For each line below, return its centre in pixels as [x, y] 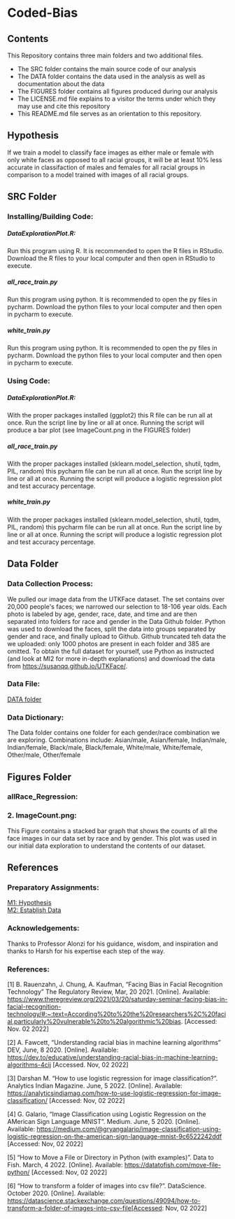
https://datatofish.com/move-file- [173, 1165]
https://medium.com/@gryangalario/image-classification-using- [129, 1129]
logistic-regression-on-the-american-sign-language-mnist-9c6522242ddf [115, 1136]
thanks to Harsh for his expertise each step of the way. [86, 951]
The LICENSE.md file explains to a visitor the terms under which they [116, 99]
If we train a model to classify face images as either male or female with [111, 152]
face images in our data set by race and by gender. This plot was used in [112, 838]
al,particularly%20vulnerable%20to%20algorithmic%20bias [94, 1022]
